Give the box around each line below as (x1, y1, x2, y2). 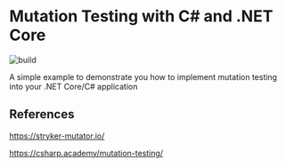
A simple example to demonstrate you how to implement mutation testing (9, 71, 278, 82)
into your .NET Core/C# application (9, 81, 138, 91)
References (9, 107, 75, 122)
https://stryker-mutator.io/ (9, 131, 105, 141)
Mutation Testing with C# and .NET (9, 6, 274, 27)
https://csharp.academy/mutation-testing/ (9, 147, 163, 158)
